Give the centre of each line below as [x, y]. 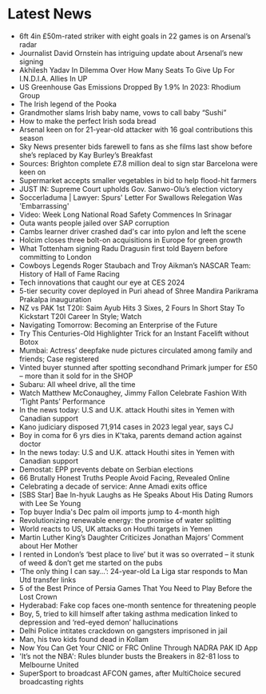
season [31, 138]
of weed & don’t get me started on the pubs [91, 562]
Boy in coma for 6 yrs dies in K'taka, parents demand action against [130, 435]
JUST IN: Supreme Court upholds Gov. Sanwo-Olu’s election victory [131, 189]
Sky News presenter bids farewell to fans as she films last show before [135, 146]
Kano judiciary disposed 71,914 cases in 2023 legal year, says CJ [126, 427]
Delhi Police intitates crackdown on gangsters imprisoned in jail [123, 630]
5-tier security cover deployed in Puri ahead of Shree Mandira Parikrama [139, 291]
